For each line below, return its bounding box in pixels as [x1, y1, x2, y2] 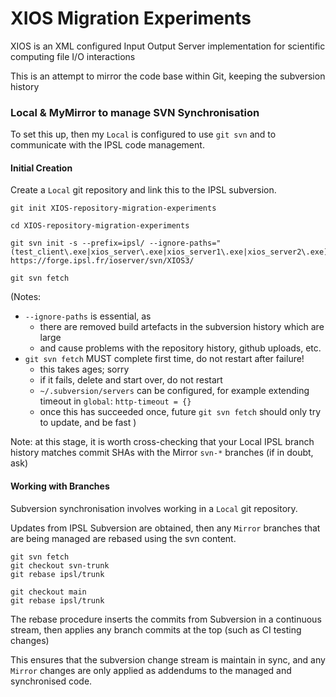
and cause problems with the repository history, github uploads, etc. [39, 342, 322, 354]
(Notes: [10, 291, 42, 303]
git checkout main [10, 587, 87, 597]
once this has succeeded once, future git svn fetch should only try [39, 406, 322, 418]
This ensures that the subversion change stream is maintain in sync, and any [10, 653, 326, 666]
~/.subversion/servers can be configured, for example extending [39, 385, 310, 397]
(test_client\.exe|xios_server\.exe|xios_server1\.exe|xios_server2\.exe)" [10, 247, 333, 257]
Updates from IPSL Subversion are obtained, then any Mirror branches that [10, 522, 321, 534]
